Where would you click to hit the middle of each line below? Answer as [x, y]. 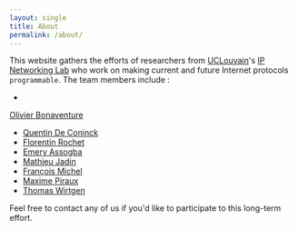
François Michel [53, 171]
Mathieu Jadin [50, 162]
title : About [34, 26]
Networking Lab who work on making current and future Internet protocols [149, 70]
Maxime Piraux [50, 181]
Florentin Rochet [53, 143]
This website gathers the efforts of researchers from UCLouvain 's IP [137, 61]
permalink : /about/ [46, 35]
